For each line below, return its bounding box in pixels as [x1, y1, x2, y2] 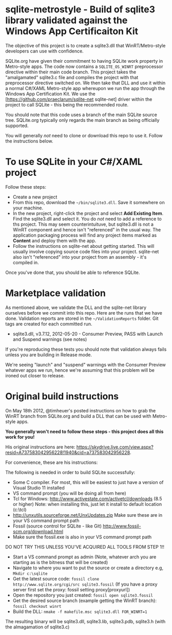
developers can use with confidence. [5, 48, 84, 54]
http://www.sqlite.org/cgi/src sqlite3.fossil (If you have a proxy [12, 581, 158, 587]
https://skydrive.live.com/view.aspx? [76, 444, 154, 450]
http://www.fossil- [102, 523, 141, 529]
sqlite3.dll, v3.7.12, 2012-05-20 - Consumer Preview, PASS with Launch [12, 331, 163, 337]
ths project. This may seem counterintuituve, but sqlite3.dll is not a [12, 221, 154, 227]
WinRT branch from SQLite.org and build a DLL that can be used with [5, 413, 151, 419]
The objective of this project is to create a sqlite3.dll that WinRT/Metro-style [5, 42, 166, 48]
